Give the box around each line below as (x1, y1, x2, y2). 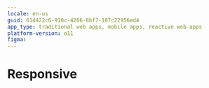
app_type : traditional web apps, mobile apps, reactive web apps (7, 23, 202, 30)
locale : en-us (7, 10, 49, 17)
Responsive (7, 66, 77, 82)
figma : (7, 36, 27, 43)
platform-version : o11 (7, 29, 74, 37)
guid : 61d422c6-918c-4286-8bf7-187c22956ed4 (7, 17, 140, 24)
